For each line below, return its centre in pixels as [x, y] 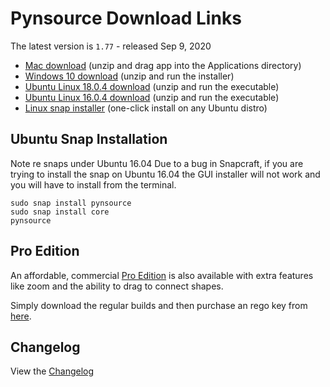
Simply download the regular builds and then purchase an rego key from [159, 305]
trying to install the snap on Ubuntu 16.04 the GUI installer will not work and [165, 174]
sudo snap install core [60, 212]
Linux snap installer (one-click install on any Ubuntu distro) [146, 108]
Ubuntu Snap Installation [89, 139]
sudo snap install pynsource [71, 203]
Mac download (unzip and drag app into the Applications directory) [163, 65]
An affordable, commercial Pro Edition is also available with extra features [162, 275]
